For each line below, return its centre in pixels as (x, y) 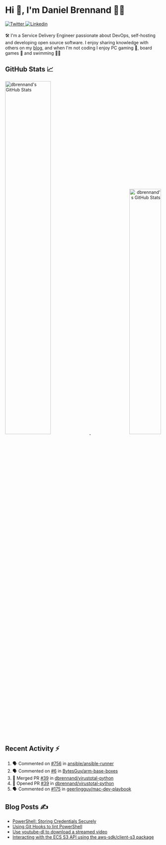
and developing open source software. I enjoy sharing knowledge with (77, 42)
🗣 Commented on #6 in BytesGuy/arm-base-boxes (65, 771)
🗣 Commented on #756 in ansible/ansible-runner (63, 763)
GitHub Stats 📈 (29, 69)
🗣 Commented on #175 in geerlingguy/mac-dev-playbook (72, 789)
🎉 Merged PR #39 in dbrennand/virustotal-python (63, 778)
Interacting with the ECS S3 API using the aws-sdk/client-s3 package (83, 837)
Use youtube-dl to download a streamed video (60, 832)
